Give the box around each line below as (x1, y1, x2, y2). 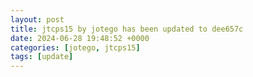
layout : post (10, 14, 65, 25)
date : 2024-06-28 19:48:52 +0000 (10, 33, 150, 43)
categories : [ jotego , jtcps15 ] (10, 42, 141, 53)
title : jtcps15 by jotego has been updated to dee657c (10, 24, 244, 34)
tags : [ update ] (10, 52, 74, 62)
